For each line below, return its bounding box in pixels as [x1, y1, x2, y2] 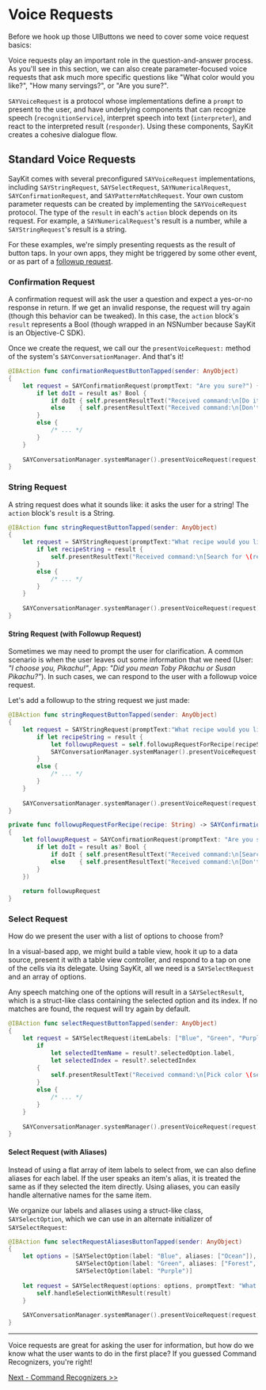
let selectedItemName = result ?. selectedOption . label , [50, 1048, 236, 1057]
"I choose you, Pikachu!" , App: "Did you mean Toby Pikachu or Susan [8, 663, 236, 673]
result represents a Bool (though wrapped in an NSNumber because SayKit [8, 319, 256, 330]
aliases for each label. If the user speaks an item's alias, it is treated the [8, 1173, 241, 1182]
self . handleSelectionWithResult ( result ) [36, 1289, 172, 1297]
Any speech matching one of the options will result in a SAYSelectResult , [8, 987, 245, 997]
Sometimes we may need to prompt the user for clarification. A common [8, 647, 244, 656]
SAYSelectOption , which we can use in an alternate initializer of [8, 1214, 213, 1224]
